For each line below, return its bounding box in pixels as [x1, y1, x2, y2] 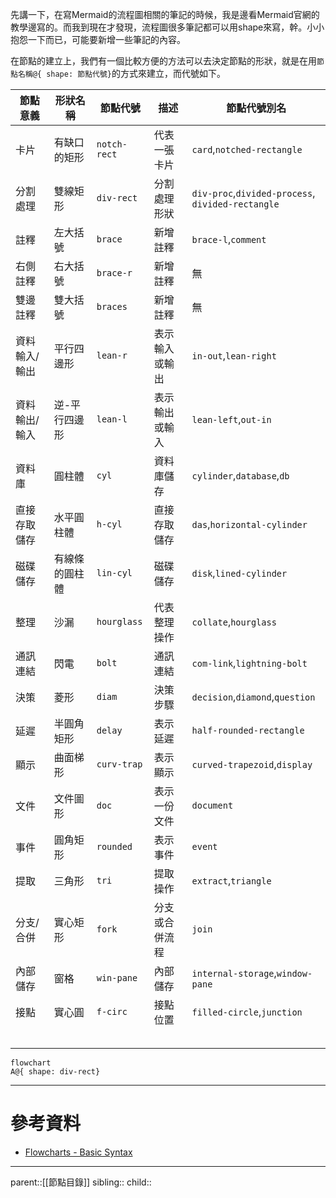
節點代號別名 [226, 101, 287, 115]
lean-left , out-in [191, 413, 272, 426]
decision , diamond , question [191, 690, 316, 703]
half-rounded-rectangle [191, 725, 305, 736]
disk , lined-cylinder [191, 566, 288, 580]
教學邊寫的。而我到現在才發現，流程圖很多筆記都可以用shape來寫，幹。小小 [10, 21, 325, 33]
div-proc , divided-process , [191, 186, 316, 200]
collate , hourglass [191, 615, 277, 628]
